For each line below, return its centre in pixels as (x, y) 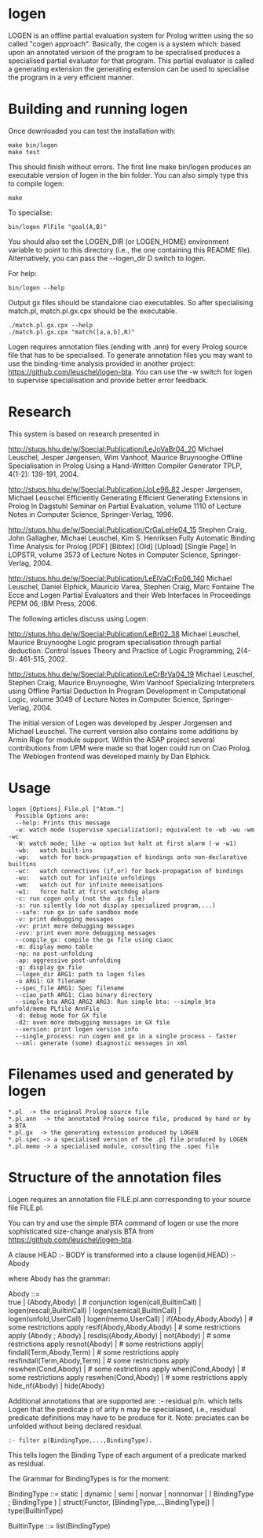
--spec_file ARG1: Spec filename (70, 988)
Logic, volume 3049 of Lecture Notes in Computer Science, (105, 699)
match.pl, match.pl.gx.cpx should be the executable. (93, 311)
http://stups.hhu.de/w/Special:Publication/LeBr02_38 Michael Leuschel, (124, 633)
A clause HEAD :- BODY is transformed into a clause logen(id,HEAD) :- (122, 1255)
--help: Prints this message (63, 823)
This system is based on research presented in (84, 433)
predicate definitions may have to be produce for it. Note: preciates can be (129, 1418)
